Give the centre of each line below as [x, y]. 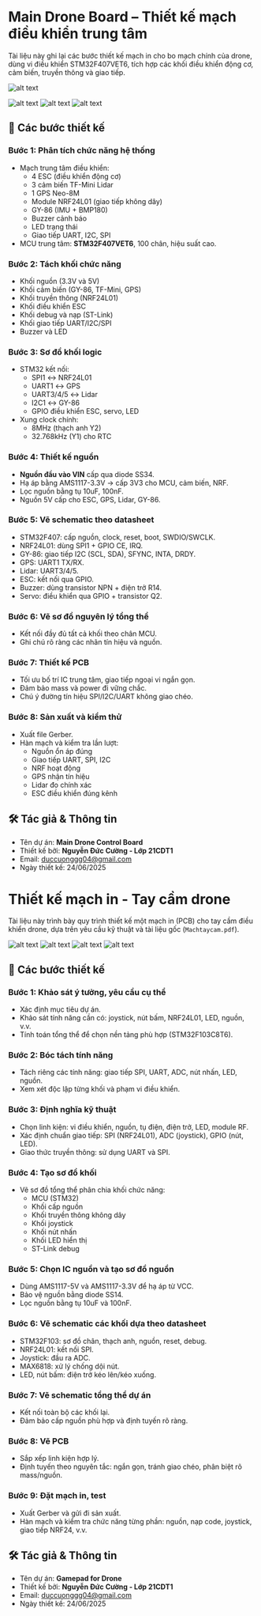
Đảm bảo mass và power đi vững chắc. [83, 688]
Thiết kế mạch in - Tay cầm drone [119, 899]
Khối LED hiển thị [59, 1240]
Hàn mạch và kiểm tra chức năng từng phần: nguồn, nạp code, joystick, [136, 1521]
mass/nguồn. [41, 1475]
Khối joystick [52, 1224]
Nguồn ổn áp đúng [62, 751]
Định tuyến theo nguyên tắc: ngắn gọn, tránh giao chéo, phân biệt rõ [131, 1467]
